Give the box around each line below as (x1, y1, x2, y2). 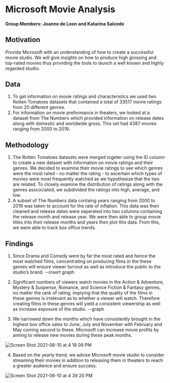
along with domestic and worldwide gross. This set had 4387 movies (12, 121, 157, 127)
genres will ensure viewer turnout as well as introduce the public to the (12, 264, 161, 270)
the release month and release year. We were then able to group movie (12, 214, 161, 220)
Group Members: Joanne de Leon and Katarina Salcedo (5, 20, 124, 26)
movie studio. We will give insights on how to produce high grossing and (5, 54, 157, 61)
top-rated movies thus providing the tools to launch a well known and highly (5, 60, 164, 66)
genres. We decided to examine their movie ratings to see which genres (12, 165, 163, 171)
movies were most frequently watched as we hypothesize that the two (12, 176, 160, 182)
